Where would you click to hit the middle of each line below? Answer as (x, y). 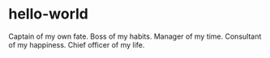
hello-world (49, 14)
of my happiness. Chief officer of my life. (77, 44)
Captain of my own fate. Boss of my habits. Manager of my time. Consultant (135, 36)
